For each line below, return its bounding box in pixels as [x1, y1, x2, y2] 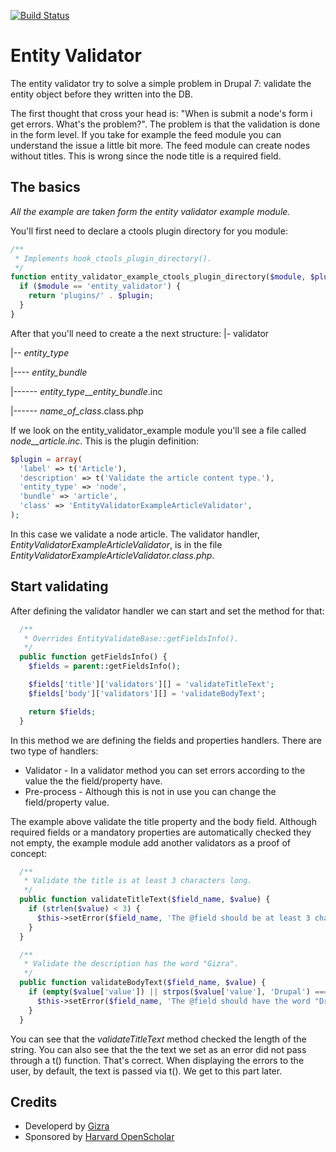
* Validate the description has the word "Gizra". [23, 959, 240, 969]
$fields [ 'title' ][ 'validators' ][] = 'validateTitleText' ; [28, 680, 275, 690]
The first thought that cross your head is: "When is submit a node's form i [10, 107, 313, 119]
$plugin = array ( [10, 454, 83, 464]
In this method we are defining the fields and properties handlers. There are [10, 734, 322, 746]
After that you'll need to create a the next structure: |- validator [10, 327, 270, 339]
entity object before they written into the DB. [10, 88, 194, 100]
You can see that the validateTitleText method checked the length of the [10, 1033, 307, 1045]
